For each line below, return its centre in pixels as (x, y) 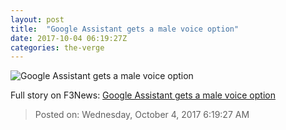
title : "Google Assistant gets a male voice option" (125, 29)
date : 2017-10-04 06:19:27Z (69, 38)
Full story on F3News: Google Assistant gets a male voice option (143, 95)
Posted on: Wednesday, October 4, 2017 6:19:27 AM (142, 115)
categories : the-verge (57, 47)
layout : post (37, 19)
